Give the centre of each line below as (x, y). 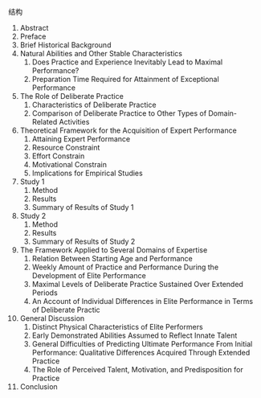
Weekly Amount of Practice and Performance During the (125, 267)
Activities (74, 122)
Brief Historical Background (65, 45)
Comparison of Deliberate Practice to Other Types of (119, 113)
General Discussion (52, 318)
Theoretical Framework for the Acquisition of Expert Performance (128, 130)
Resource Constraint (66, 148)
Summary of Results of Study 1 (83, 207)
